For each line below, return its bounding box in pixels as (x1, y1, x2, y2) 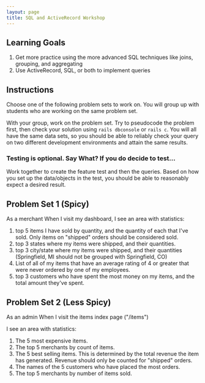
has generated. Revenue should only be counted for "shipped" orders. (15, 357, 193, 364)
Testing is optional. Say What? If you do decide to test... (6, 154, 176, 163)
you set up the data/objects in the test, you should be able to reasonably (6, 174, 189, 182)
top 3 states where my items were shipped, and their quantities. (15, 240, 176, 247)
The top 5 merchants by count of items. (15, 344, 115, 351)
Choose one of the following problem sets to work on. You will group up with (6, 101, 199, 108)
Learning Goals (6, 37, 66, 48)
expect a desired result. (6, 181, 66, 188)
